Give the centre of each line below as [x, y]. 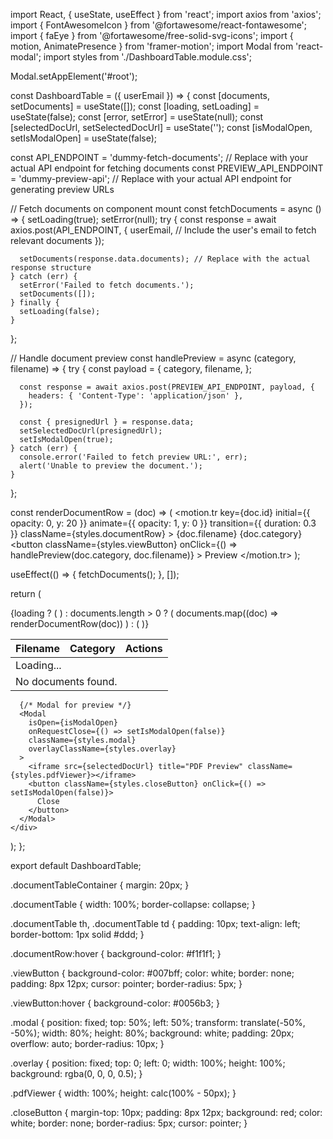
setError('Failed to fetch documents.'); [107, 285]
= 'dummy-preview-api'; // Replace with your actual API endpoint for [151, 178]
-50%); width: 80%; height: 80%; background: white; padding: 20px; [152, 1033]
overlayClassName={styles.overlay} [102, 749]
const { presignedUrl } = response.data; [107, 422]
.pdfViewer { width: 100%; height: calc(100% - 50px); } [123, 1093]
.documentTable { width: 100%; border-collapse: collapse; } [133, 904]
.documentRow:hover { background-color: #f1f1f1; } [116, 953]
